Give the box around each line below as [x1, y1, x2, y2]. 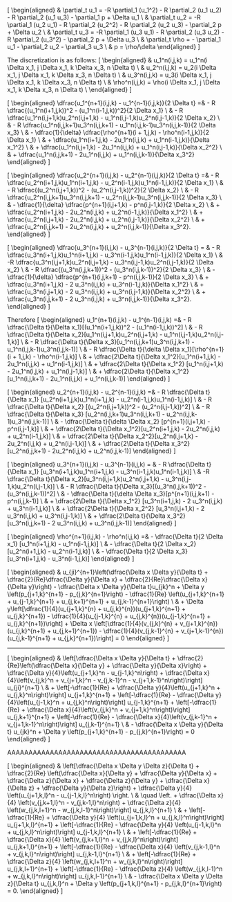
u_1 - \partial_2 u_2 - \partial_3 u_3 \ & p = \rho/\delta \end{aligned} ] [7, 43, 200, 51]
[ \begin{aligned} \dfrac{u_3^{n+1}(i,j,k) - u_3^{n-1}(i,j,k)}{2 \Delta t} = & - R [7, 244, 221, 251]
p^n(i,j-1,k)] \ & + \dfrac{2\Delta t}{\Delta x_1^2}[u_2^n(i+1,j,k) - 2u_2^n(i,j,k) [7, 425, 221, 433]
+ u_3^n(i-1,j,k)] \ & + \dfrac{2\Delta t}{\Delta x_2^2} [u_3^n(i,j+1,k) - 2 [7, 505, 205, 512]
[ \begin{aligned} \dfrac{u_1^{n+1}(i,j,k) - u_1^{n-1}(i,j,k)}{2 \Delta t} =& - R [7, 99, 216, 107]
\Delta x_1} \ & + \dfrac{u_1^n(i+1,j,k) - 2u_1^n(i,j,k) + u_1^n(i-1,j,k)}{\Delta [7, 136, 210, 144]
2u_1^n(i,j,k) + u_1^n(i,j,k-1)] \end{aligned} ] [50, 375, 171, 383]
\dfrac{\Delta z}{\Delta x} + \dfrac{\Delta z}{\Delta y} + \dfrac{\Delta [7, 777, 202, 784]
